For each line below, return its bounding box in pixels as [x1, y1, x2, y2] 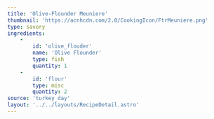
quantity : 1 [32, 62, 68, 69]
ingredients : [7, 29, 46, 37]
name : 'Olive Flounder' [32, 50, 102, 57]
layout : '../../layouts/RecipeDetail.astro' [7, 101, 140, 108]
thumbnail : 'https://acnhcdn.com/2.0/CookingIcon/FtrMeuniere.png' [7, 17, 209, 24]
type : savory [7, 23, 46, 30]
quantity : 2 [32, 88, 68, 95]
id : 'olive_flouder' [32, 43, 93, 50]
